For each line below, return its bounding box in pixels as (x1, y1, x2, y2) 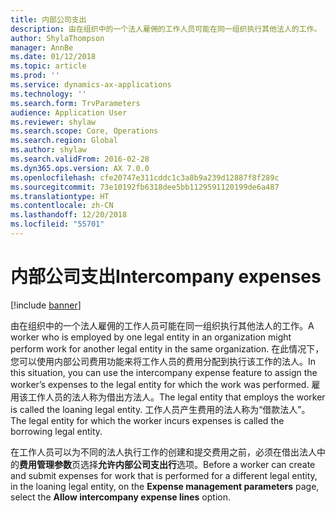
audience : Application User (10, 107, 128, 118)
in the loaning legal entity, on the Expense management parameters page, (10, 480, 320, 492)
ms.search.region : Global (10, 136, 118, 146)
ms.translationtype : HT (10, 191, 110, 201)
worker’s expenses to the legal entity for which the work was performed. (10, 378, 310, 390)
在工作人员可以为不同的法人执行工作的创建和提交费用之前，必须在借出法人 (10, 446, 317, 458)
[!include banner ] (10, 299, 82, 311)
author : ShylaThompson (10, 33, 105, 43)
